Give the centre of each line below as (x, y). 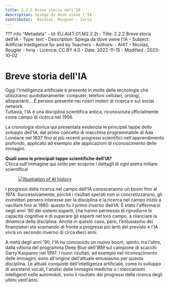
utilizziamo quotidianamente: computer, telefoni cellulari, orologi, (73, 96)
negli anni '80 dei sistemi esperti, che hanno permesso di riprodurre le (79, 211)
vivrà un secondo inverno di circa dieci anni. (52, 233)
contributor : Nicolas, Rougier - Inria (49, 19)
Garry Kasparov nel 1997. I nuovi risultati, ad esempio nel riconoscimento (81, 253)
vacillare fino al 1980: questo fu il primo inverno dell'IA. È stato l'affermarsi (83, 205)
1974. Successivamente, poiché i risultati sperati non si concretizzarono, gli (84, 194)
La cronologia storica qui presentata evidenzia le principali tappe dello (79, 127)
